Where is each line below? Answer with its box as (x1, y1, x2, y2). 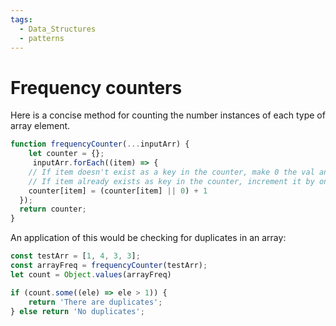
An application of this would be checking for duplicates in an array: (10, 232, 287, 244)
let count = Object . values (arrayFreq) (10, 269, 172, 280)
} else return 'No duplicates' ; (10, 306, 145, 316)
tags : (10, 14, 33, 25)
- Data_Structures (19, 24, 97, 34)
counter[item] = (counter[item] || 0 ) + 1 (28, 186, 208, 196)
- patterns (19, 33, 65, 43)
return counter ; (19, 204, 87, 215)
